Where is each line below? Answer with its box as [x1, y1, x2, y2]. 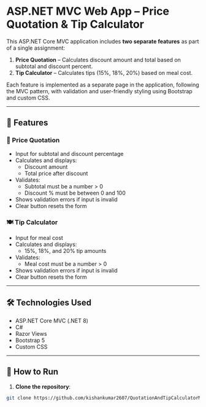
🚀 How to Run [6, 366, 59, 377]
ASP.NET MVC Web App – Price [6, 4, 170, 18]
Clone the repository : [15, 382, 71, 390]
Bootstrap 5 [15, 336, 45, 344]
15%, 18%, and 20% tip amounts [24, 247, 107, 254]
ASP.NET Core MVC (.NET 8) [15, 317, 89, 324]
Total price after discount [24, 169, 88, 177]
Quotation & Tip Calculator [6, 17, 144, 31]
